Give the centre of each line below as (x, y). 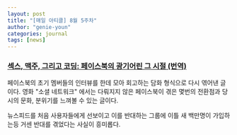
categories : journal (38, 34)
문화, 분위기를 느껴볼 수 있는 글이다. (69, 100)
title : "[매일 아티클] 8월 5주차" (52, 20)
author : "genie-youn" (39, 27)
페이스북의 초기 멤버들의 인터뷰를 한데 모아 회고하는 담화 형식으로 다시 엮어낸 (113, 83)
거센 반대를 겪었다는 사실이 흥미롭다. (70, 124)
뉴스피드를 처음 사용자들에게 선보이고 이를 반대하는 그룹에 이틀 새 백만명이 (109, 116)
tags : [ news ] (27, 40)
